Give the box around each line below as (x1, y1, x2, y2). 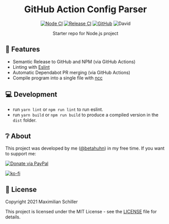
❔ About (5, 131, 32, 141)
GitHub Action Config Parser (24, 4, 147, 15)
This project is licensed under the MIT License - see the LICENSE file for (5, 209, 157, 215)
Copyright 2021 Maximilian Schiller (5, 199, 78, 205)
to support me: (5, 151, 37, 157)
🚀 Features (5, 45, 40, 54)
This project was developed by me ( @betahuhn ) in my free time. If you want (5, 145, 165, 151)
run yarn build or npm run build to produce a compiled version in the (12, 111, 159, 118)
